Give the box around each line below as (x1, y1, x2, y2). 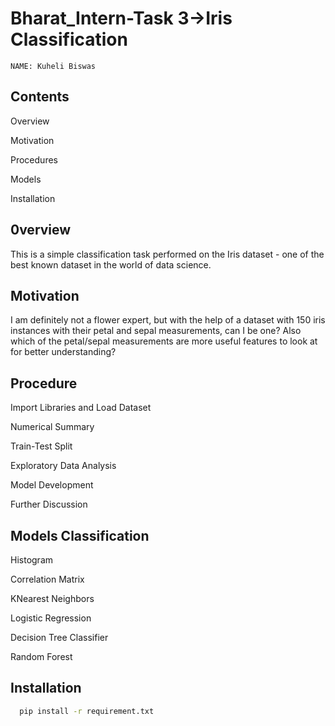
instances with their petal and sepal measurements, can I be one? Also (10, 325, 302, 337)
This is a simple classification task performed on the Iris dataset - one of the (10, 248, 325, 260)
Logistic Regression (10, 612, 92, 624)
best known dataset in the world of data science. (10, 258, 212, 271)
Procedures (10, 153, 58, 166)
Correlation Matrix (10, 573, 85, 585)
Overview (10, 115, 50, 127)
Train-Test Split (10, 440, 73, 452)
